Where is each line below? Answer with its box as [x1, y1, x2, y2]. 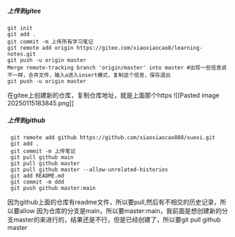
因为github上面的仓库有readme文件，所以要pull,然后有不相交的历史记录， [7, 198, 220, 206]
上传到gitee [7, 6, 42, 15]
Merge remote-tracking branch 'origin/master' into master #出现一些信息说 [7, 64, 227, 71]
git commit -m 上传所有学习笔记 [7, 38, 94, 45]
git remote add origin [7, 44, 74, 51]
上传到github [7, 116, 46, 124]
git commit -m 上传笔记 [10, 148, 76, 155]
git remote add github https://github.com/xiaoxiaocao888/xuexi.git [10, 134, 216, 141]
